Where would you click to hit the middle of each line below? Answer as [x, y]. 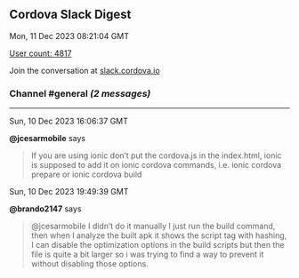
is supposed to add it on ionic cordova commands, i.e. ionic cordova [156, 165]
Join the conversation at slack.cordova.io [85, 70]
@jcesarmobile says [48, 139]
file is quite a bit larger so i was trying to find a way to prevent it [147, 254]
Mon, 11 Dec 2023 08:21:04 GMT [69, 36]
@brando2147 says [45, 209]
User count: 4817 [40, 53]
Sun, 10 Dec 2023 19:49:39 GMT [69, 192]
